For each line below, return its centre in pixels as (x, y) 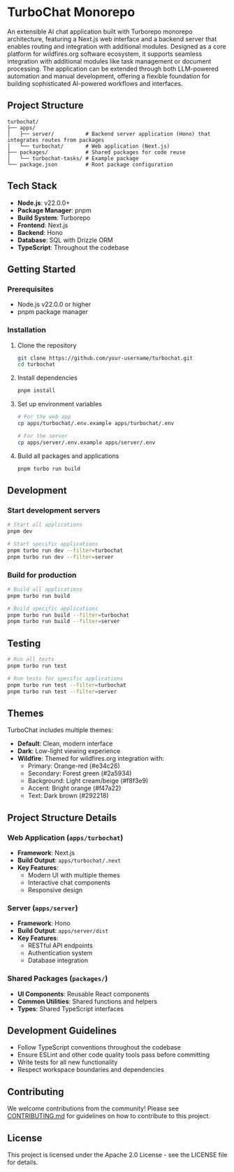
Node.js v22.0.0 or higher (54, 304)
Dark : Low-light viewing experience (69, 751)
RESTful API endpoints (60, 945)
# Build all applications (45, 589)
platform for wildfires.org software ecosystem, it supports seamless (105, 54)
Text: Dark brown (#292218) (68, 796)
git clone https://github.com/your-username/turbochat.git (105, 358)
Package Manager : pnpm (54, 210)
